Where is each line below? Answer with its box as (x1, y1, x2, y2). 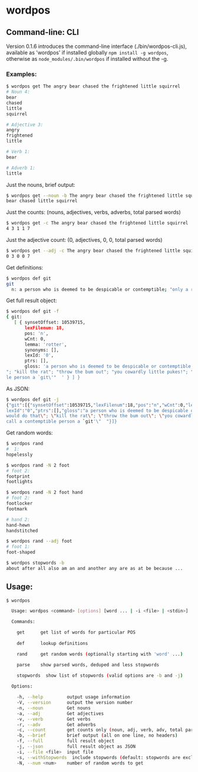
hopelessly (6, 452, 33, 458)
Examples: (6, 70, 37, 78)
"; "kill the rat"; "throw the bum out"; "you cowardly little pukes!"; (6, 369, 189, 375)
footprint (6, 473, 31, 479)
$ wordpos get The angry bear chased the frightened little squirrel (6, 83, 181, 89)
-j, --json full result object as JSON (16, 744, 136, 750)
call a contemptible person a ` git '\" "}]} (6, 419, 117, 424)
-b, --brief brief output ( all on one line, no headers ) (16, 732, 178, 739)
